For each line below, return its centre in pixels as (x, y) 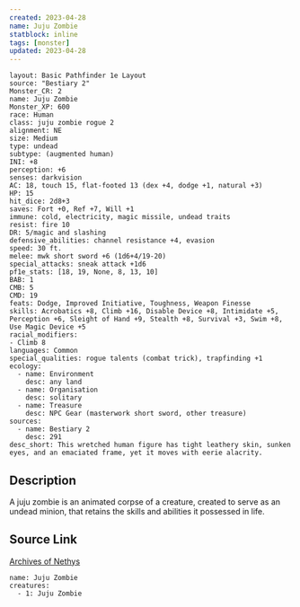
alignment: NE (36, 131)
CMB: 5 (22, 288)
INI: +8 (24, 163)
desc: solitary (54, 398)
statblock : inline (44, 34)
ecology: (26, 366)
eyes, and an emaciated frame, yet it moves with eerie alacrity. (136, 453)
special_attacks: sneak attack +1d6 (78, 264)
